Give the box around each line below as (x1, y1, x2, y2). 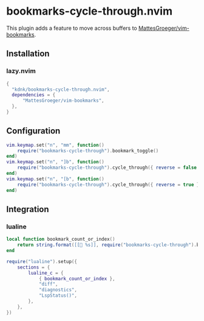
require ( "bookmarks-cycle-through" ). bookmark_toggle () (17, 147, 159, 153)
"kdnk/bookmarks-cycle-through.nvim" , (12, 86, 110, 93)
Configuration (6, 126, 61, 136)
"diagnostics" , (38, 287, 78, 293)
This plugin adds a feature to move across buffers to (6, 24, 138, 32)
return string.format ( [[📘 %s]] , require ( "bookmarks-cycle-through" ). (17, 242, 197, 248)
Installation (6, 49, 50, 59)
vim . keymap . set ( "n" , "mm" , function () (6, 142, 104, 148)
